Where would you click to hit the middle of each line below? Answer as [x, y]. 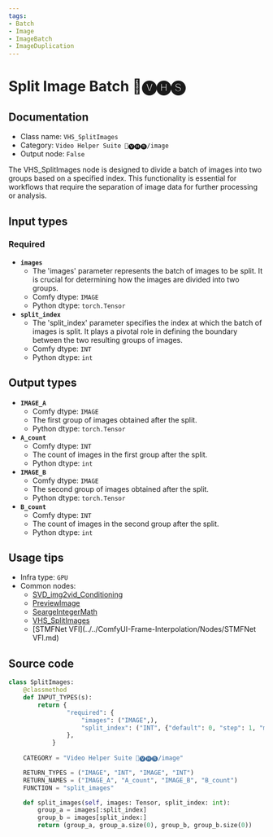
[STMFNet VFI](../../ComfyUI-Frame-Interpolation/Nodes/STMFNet [144, 629]
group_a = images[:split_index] [93, 810]
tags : [17, 16]
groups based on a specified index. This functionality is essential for [123, 178]
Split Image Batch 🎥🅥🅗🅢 [97, 87]
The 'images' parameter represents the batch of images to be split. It [147, 270]
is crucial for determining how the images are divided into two [136, 279]
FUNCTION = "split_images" [69, 788]
